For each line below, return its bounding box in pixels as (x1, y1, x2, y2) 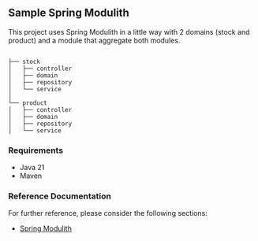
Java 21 (19, 163, 45, 172)
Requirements (8, 145, 64, 156)
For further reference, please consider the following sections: (8, 209, 208, 218)
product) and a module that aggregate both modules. (8, 35, 181, 45)
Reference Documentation (8, 191, 112, 202)
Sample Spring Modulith (8, 6, 130, 20)
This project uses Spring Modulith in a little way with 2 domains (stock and (8, 27, 250, 36)
